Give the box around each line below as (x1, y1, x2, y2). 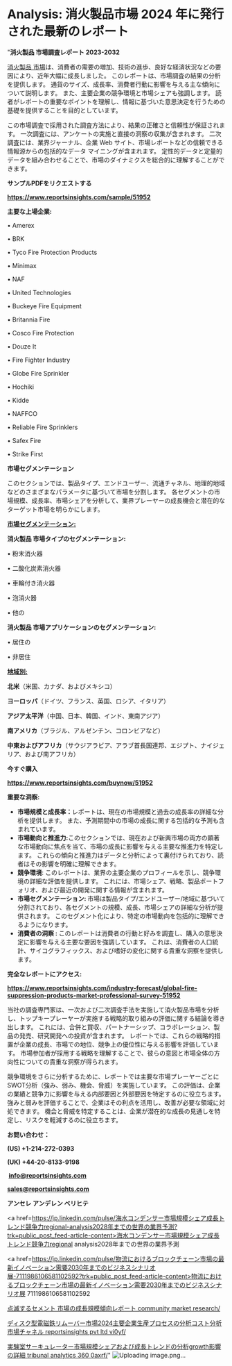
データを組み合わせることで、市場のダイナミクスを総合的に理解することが (7, 156, 220, 164)
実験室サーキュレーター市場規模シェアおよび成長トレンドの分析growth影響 (7, 1342, 222, 1351)
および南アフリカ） (24, 749, 80, 758)
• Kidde (7, 396, 30, 404)
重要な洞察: (7, 792, 40, 801)
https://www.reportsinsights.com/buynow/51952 (7, 778, 154, 787)
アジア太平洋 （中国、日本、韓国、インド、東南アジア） (7, 711, 165, 719)
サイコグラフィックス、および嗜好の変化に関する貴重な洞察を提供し (29, 946, 224, 955)
